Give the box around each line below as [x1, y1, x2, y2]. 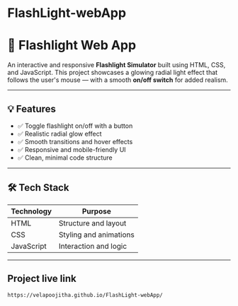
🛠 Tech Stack [7, 182, 69, 194]
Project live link [7, 273, 76, 285]
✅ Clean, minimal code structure [17, 153, 113, 162]
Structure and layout [59, 218, 127, 228]
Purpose [81, 206, 111, 216]
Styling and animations [59, 230, 135, 240]
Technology [11, 206, 52, 216]
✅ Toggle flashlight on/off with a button [17, 122, 133, 130]
